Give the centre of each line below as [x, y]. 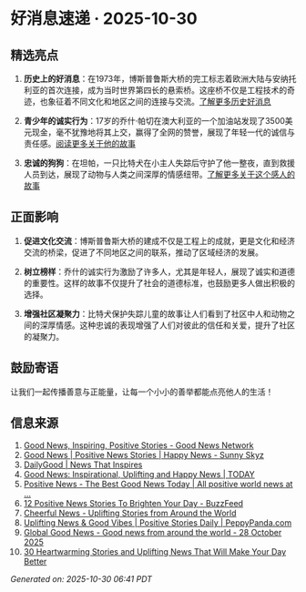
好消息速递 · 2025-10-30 [104, 19]
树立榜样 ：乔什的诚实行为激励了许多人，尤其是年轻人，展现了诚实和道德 [159, 271]
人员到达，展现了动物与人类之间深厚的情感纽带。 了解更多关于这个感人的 [159, 174]
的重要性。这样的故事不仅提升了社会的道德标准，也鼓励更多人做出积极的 [159, 282]
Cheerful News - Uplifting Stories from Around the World [130, 513]
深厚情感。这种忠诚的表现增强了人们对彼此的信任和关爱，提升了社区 [167, 325]
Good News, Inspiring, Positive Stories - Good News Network [138, 445]
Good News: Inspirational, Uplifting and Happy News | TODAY [139, 475]
